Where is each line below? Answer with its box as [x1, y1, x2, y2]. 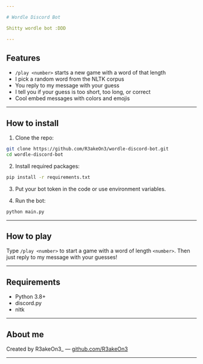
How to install [6, 118, 59, 128]
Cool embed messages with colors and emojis [14, 95, 130, 102]
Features [6, 53, 40, 63]
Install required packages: [14, 162, 80, 170]
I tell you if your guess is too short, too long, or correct [14, 89, 151, 96]
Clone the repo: [14, 134, 54, 141]
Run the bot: [14, 197, 46, 204]
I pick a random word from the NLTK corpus [14, 75, 124, 83]
